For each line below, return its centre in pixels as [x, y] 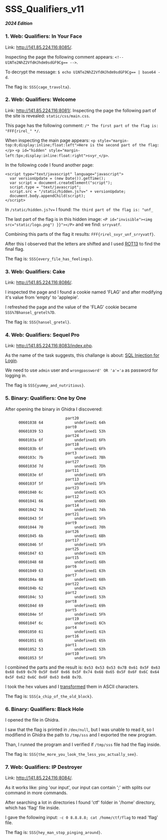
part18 [72, 444]
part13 [72, 479]
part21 [72, 514]
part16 [72, 636]
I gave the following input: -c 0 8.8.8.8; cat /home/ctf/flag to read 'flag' [82, 818]
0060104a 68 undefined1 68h [62, 579]
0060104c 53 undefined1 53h [62, 597]
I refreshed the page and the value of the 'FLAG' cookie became [71, 307]
